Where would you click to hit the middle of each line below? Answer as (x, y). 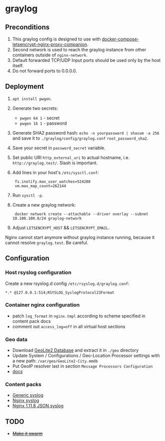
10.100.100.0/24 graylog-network (47, 218)
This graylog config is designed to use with (56, 39)
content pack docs (32, 321)
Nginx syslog (26, 401)
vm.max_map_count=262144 (40, 186)
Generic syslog (28, 395)
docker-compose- (120, 39)
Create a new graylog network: (44, 205)
